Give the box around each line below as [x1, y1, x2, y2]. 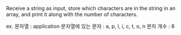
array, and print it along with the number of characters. [6, 11, 138, 18]
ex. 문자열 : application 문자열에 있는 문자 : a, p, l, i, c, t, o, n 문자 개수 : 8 [6, 23, 175, 29]
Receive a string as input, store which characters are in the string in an [6, 5, 176, 11]
